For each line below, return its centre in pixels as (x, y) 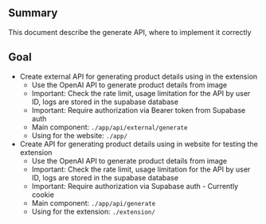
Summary (33, 13)
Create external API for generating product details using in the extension (139, 76)
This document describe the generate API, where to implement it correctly (130, 32)
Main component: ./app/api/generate (94, 203)
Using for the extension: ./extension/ (93, 211)
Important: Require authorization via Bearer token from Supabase (139, 110)
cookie (43, 195)
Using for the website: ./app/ (80, 135)
